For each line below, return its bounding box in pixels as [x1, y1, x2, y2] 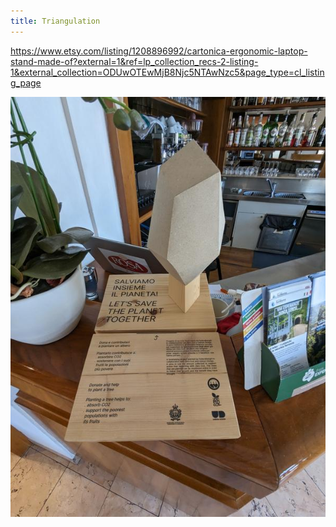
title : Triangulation [10, 16, 101, 26]
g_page [10, 76, 42, 89]
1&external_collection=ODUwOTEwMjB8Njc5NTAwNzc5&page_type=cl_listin [10, 66, 325, 78]
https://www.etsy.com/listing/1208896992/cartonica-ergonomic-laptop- [10, 45, 308, 57]
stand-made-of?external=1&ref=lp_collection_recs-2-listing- [10, 55, 259, 67]
